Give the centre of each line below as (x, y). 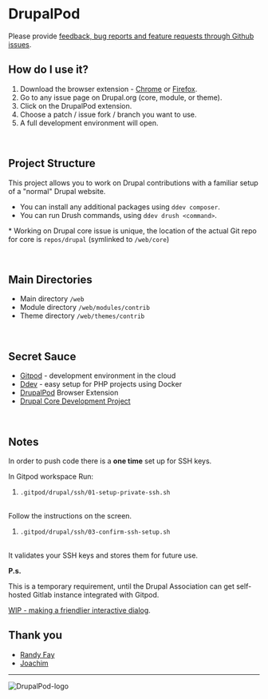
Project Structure (52, 163)
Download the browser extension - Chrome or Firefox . (108, 89)
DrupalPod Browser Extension (69, 393)
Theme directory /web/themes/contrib (82, 316)
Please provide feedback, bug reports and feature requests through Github (131, 36)
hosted (20, 595)
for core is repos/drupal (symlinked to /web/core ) (89, 239)
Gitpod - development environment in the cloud (98, 375)
